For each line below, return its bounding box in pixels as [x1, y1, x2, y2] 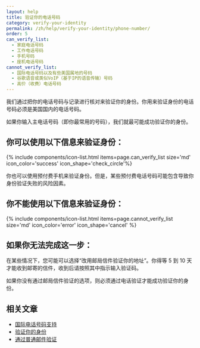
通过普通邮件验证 [14, 335, 57, 343]
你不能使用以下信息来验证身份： [6, 199, 124, 209]
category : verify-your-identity [6, 20, 86, 26]
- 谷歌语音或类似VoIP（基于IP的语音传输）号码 [11, 75, 113, 81]
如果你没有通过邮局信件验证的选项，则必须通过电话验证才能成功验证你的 [6, 277, 183, 284]
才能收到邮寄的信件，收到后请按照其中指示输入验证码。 [6, 264, 142, 272]
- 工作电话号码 [11, 48, 44, 54]
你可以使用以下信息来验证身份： [6, 137, 124, 147]
